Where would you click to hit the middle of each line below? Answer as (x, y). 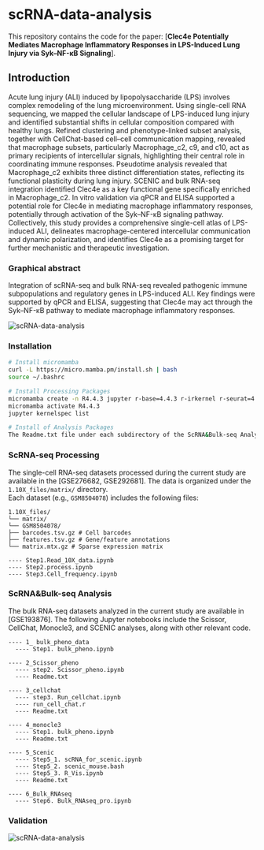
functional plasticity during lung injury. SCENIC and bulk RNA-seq (114, 181)
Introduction (39, 78)
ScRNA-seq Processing (54, 455)
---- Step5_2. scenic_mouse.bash (70, 766)
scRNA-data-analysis (80, 15)
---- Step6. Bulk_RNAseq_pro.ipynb (73, 801)
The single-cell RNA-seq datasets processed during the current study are (127, 472)
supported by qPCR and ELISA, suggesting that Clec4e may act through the (130, 302)
